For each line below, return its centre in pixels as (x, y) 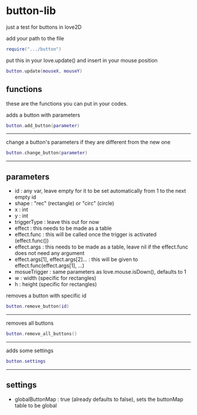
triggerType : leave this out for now (57, 222)
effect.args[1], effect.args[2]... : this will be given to (76, 260)
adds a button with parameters (43, 115)
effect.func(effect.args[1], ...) (50, 266)
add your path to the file (35, 38)
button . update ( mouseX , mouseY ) (44, 71)
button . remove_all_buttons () (42, 334)
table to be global (36, 405)
